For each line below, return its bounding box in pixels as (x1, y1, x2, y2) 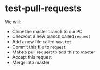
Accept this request (12, 54, 52, 60)
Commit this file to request (12, 44, 66, 50)
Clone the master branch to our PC (12, 28, 83, 34)
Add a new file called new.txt (12, 38, 72, 44)
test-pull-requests (5, 3, 82, 14)
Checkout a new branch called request (12, 34, 91, 39)
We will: (5, 19, 21, 25)
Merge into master (12, 59, 50, 65)
